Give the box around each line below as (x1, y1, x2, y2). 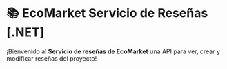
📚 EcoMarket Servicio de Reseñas (6, 5, 208, 21)
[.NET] (6, 25, 45, 40)
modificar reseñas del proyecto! (6, 54, 97, 62)
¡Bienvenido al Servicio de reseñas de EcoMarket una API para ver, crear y (6, 47, 221, 55)
